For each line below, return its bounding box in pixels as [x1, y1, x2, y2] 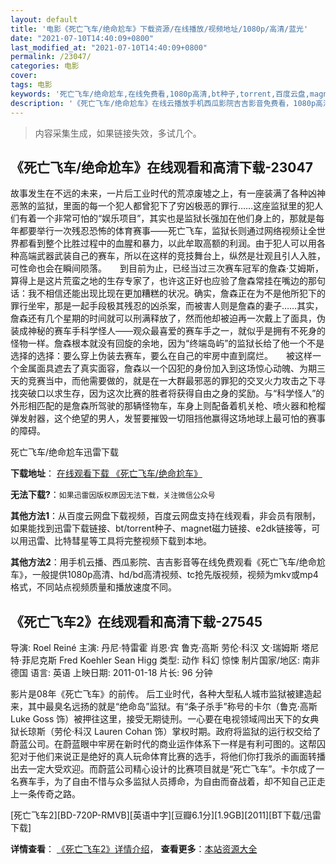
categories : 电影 [10, 61, 80, 71]
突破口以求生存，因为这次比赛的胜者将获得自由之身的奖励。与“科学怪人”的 [18, 387, 325, 400]
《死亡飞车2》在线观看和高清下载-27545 [10, 613, 263, 630]
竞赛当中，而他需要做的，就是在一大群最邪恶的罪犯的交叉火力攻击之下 [27, 375, 317, 387]
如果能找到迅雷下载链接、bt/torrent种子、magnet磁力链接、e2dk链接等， [10, 522, 312, 535]
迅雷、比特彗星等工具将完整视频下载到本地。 [27, 535, 212, 547]
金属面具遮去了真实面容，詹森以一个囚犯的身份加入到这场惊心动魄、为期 [18, 362, 317, 375]
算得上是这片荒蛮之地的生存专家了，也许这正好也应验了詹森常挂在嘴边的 [10, 275, 308, 287]
